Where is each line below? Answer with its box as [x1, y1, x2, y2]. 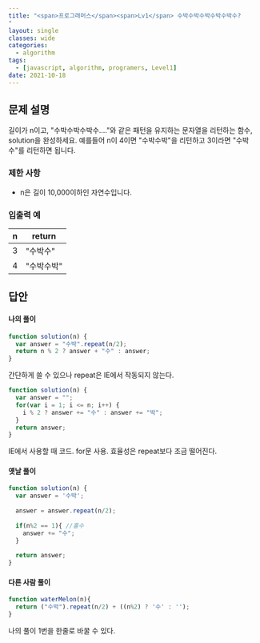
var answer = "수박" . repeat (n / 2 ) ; [15, 340, 127, 348]
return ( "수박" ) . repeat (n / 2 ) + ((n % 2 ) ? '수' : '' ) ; [15, 603, 190, 611]
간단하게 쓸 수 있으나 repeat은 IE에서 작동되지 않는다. [8, 370, 174, 380]
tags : [8, 57, 26, 65]
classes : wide [8, 34, 56, 42]
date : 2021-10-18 [8, 71, 66, 79]
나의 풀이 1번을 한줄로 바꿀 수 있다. [8, 625, 116, 635]
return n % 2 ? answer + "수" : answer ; [15, 348, 150, 356]
